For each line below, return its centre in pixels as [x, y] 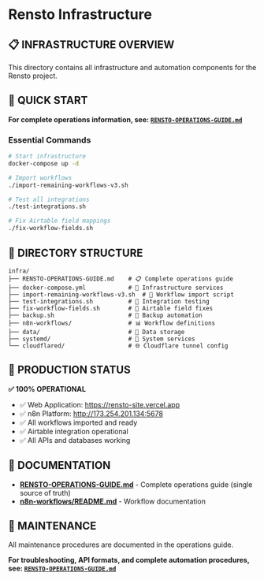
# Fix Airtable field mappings [59, 221]
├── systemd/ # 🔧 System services [102, 339]
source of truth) [45, 493]
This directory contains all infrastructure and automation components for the [132, 67]
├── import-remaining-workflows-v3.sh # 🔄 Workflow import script [121, 294]
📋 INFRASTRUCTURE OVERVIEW [91, 45]
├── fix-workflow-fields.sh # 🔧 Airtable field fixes [111, 308]
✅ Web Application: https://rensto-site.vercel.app [99, 404]
